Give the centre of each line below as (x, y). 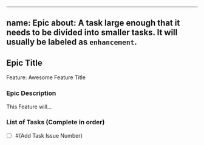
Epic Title (24, 62)
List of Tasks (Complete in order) (56, 122)
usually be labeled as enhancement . (72, 42)
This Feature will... (29, 107)
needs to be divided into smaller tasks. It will (92, 33)
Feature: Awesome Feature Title (46, 77)
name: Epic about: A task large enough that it (93, 23)
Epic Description (31, 93)
